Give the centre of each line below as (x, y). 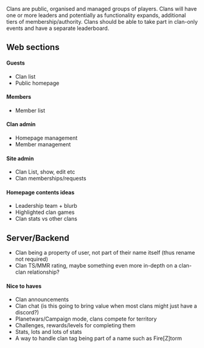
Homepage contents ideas (40, 192)
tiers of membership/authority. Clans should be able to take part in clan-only (102, 22)
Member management (43, 144)
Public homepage (37, 83)
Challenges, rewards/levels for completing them (75, 325)
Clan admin (21, 124)
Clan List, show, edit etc (45, 172)
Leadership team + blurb (46, 206)
